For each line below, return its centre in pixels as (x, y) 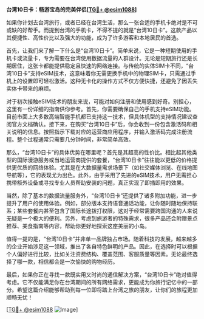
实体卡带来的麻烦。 (30, 88)
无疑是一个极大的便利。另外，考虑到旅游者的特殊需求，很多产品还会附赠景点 (102, 218)
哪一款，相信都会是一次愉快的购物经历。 (67, 262)
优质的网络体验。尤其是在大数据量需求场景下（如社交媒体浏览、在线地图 (107, 167)
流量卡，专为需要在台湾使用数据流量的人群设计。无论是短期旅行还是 (107, 58)
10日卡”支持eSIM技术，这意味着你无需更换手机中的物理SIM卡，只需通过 (101, 73)
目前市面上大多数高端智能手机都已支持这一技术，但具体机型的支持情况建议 (99, 117)
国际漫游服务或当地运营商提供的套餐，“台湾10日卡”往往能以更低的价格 (104, 160)
